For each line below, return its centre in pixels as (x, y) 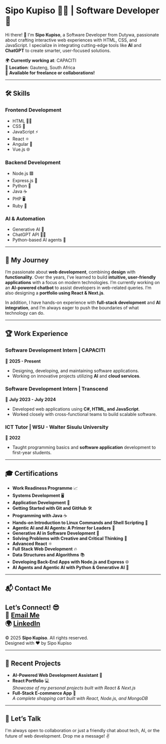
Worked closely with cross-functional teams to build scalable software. (84, 414)
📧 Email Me (22, 615)
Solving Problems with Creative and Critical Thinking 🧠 (70, 538)
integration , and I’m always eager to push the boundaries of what (72, 308)
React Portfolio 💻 (31, 681)
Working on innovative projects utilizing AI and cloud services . (76, 376)
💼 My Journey (27, 260)
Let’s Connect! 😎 (32, 607)
